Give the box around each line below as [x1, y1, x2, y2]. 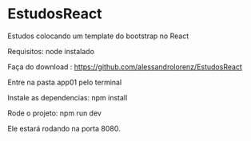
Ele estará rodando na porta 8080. [7, 123, 121, 133]
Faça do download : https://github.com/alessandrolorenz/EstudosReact [7, 61, 243, 72]
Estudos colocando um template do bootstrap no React [7, 31, 189, 41]
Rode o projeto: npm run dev [7, 108, 102, 118]
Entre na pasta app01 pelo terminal [7, 77, 122, 87]
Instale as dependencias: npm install [7, 92, 128, 102]
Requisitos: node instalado [7, 46, 95, 56]
